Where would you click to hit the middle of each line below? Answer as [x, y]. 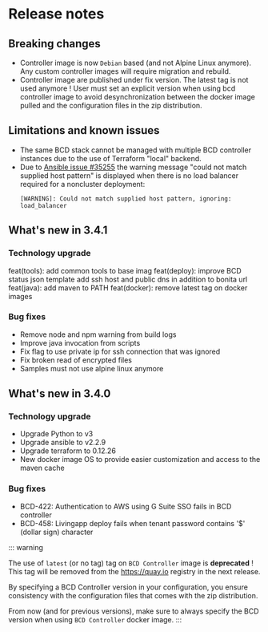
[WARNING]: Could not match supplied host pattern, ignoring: [126, 199]
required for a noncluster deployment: [82, 184]
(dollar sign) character [56, 532]
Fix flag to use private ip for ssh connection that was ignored [120, 351]
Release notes [56, 14]
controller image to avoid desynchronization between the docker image [138, 97]
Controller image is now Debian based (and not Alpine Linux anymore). [136, 63]
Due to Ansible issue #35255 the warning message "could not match [133, 167]
